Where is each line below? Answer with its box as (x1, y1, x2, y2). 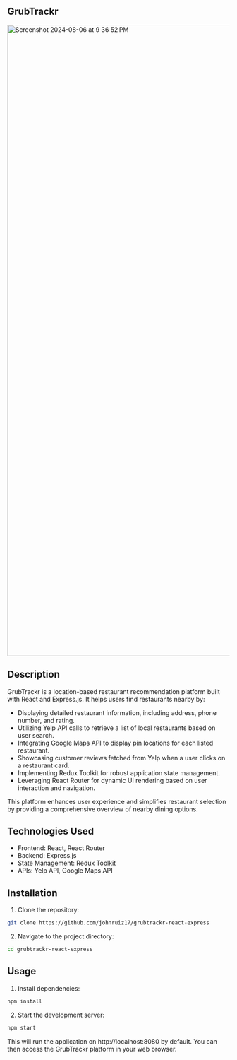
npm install (7, 998, 42, 1005)
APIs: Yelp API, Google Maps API (17, 866, 113, 875)
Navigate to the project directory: (17, 932, 114, 941)
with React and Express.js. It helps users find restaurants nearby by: (7, 695, 205, 703)
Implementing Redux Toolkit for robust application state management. (17, 768, 221, 777)
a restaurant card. (17, 761, 70, 770)
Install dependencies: (17, 984, 80, 992)
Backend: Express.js (17, 852, 77, 860)
